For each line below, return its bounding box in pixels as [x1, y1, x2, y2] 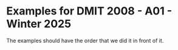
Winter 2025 [6, 17, 72, 31]
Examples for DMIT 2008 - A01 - [6, 4, 173, 18]
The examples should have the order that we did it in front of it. [6, 37, 164, 44]
